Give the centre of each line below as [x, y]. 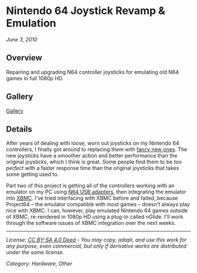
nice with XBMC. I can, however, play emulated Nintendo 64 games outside [97, 211]
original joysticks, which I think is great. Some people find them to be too [94, 162]
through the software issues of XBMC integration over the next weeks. [91, 223]
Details [19, 129]
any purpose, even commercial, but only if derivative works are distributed [96, 246]
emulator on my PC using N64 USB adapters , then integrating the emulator [96, 192]
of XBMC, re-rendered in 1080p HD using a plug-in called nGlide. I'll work [95, 217]
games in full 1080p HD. [35, 78]
